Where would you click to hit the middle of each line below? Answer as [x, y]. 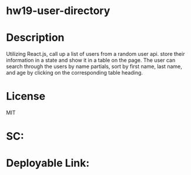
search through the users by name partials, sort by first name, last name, [94, 66]
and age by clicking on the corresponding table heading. [74, 73]
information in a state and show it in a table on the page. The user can [91, 60]
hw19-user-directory [58, 11]
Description [35, 38]
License [26, 97]
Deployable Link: [48, 163]
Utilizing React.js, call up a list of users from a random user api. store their [95, 54]
